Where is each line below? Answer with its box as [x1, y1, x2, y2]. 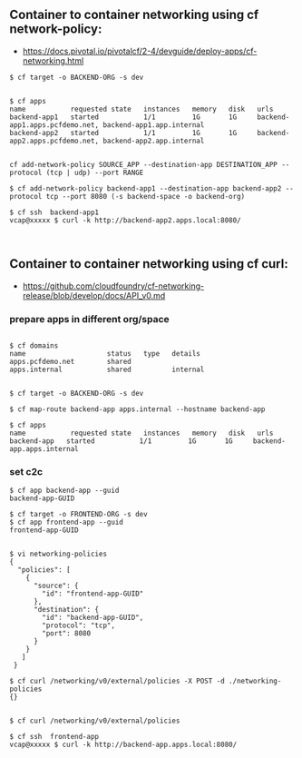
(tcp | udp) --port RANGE [45, 168, 144, 177]
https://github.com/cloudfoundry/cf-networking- [22, 281, 205, 291]
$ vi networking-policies [9, 549, 107, 559]
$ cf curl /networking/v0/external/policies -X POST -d [9, 676, 225, 686]
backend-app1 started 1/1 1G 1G [9, 113, 238, 122]
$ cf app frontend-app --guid [9, 517, 124, 527]
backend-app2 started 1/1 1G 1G [9, 128, 238, 137]
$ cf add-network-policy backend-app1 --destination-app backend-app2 [9, 183, 282, 193]
